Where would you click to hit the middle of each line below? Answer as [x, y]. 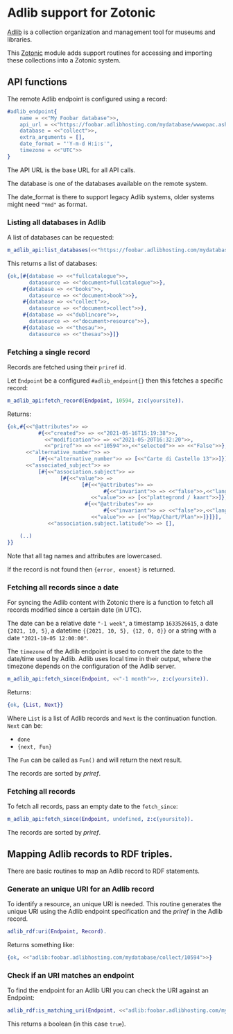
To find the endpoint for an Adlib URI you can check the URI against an [108, 990]
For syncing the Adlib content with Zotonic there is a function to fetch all [110, 602]
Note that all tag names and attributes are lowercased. [85, 556]
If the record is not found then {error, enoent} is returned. [91, 569]
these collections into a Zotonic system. [64, 60]
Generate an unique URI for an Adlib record [81, 889]
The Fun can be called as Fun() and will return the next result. [95, 760]
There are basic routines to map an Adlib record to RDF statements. [103, 871]
